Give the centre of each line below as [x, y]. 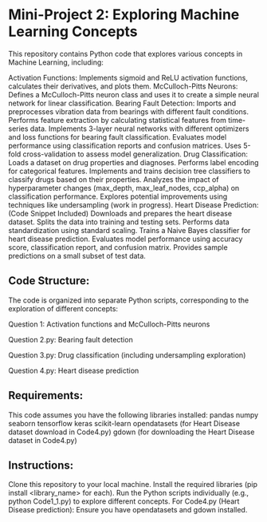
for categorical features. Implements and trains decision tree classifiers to [130, 171]
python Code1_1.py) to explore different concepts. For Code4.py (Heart [124, 501]
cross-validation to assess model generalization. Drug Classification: [135, 154]
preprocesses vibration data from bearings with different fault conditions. [129, 111]
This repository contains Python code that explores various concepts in [126, 53]
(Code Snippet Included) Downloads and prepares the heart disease [120, 213]
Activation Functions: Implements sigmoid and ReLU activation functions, [128, 77]
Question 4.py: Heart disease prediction [74, 370]
